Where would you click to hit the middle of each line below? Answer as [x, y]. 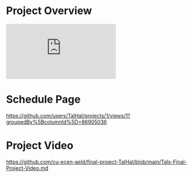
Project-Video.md [27, 168]
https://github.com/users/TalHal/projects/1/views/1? [68, 115]
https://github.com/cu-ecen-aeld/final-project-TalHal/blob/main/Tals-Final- [96, 162]
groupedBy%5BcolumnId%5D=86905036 [56, 122]
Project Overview [49, 11]
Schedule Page [43, 99]
